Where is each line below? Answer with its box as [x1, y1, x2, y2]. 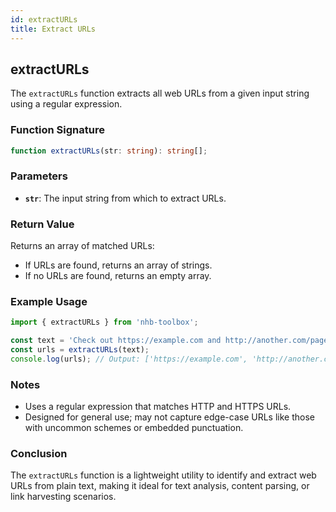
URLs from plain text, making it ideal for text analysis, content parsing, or [10, 480, 310, 492]
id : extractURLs [10, 14, 78, 25]
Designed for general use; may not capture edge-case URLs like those [24, 411, 315, 423]
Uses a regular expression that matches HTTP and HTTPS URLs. [24, 401, 292, 413]
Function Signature [10, 123, 105, 137]
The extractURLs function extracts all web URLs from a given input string [10, 87, 310, 100]
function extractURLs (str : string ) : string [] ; [10, 146, 208, 156]
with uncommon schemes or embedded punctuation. [24, 422, 244, 434]
